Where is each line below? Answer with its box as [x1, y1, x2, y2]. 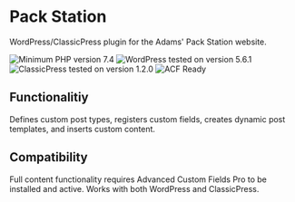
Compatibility [9, 149, 88, 165]
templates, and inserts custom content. [9, 123, 156, 134]
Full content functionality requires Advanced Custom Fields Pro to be [9, 174, 268, 185]
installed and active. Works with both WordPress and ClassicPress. [9, 183, 260, 194]
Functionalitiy [9, 90, 89, 105]
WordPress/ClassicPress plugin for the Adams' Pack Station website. [9, 36, 268, 47]
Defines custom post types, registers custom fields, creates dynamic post [9, 113, 286, 124]
